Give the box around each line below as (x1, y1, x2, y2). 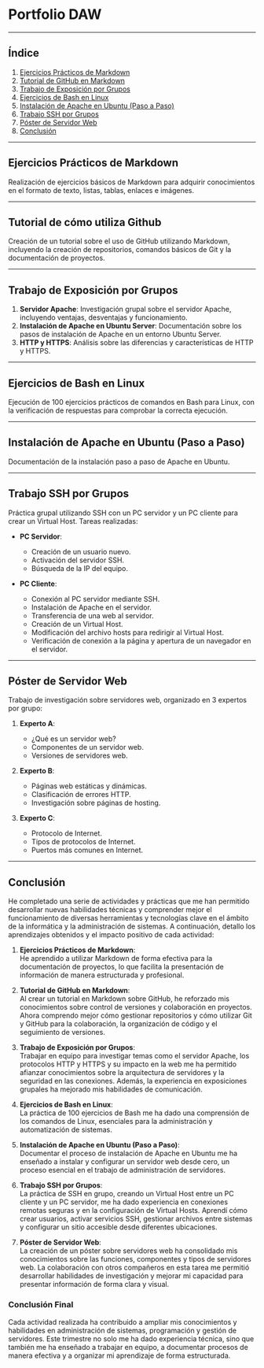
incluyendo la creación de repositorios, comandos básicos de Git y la (8, 245, 232, 254)
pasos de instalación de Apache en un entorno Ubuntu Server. (19, 329, 222, 339)
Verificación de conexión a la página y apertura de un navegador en (31, 636, 251, 645)
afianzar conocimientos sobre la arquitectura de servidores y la (19, 1068, 225, 1077)
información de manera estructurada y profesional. (19, 970, 185, 980)
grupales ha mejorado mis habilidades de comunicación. (19, 1084, 203, 1094)
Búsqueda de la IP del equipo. (31, 563, 128, 573)
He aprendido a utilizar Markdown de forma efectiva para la (19, 954, 213, 963)
